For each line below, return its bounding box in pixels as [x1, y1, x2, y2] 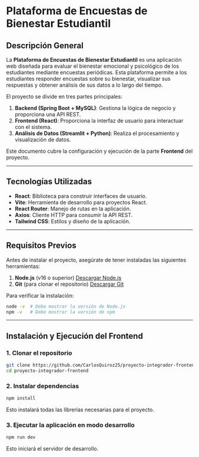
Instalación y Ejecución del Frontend [6, 331, 143, 341]
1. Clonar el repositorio [6, 349, 72, 357]
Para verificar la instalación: [6, 292, 74, 299]
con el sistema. [14, 124, 52, 130]
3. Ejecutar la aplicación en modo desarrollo [6, 421, 135, 429]
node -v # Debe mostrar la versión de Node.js [6, 303, 126, 310]
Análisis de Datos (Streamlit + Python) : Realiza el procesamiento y [14, 130, 179, 137]
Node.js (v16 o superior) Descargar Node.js [14, 274, 121, 281]
